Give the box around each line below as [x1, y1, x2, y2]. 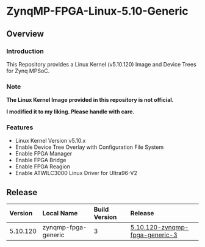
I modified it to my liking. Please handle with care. [6, 108, 135, 115]
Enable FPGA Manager [15, 150, 72, 157]
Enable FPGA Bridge [15, 157, 67, 164]
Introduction [6, 47, 44, 55]
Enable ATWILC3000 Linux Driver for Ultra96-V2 [15, 170, 137, 177]
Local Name [42, 209, 78, 218]
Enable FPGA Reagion [15, 163, 70, 170]
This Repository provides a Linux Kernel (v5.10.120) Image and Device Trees [6, 60, 196, 68]
